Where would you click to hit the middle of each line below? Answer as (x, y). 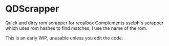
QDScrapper (32, 9)
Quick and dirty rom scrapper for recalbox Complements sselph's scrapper (84, 23)
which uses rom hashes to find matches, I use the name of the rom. (76, 28)
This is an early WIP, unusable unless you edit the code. (64, 38)
